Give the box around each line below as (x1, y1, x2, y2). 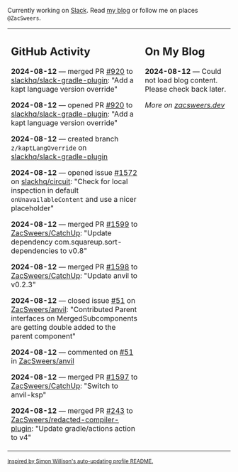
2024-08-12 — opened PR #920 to (11, 100, 133, 109)
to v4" (11, 432, 32, 442)
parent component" (11, 331, 76, 340)
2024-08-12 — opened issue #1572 (11, 167, 138, 177)
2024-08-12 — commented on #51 (11, 347, 134, 357)
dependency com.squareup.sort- (11, 237, 123, 247)
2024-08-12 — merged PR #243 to (11, 405, 133, 415)
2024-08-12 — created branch (11, 134, 119, 144)
